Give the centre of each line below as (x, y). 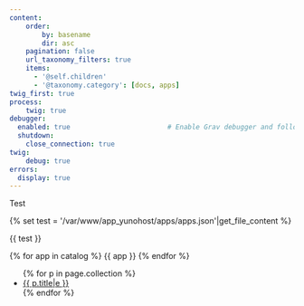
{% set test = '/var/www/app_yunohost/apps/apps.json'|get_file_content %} (151, 221)
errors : (24, 169)
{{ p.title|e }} (46, 283)
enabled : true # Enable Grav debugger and (145, 128)
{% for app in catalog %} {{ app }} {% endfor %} (100, 256)
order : (38, 26)
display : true (44, 177)
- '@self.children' (70, 77)
